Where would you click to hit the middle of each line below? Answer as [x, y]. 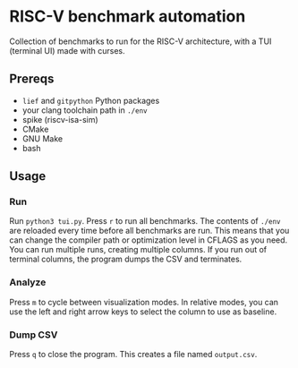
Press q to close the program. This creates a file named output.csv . [133, 355]
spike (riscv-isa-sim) [60, 119]
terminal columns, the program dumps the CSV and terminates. [126, 259]
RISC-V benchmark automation [128, 17]
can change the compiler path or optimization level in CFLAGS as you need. [149, 240]
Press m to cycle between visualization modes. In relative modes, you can [144, 302]
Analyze [28, 282]
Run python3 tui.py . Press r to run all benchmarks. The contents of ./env [145, 221]
